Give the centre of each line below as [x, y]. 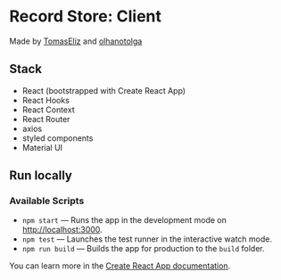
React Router [46, 119]
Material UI [42, 147]
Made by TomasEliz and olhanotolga [76, 41]
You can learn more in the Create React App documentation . [120, 266]
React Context [48, 110]
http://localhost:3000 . [62, 230]
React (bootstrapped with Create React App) [103, 90]
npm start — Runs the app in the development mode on [124, 220]
